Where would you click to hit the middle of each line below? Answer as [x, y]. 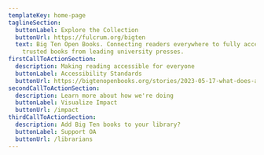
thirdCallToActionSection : [52, 117]
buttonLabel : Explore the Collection [77, 30]
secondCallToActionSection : [54, 88]
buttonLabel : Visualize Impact [66, 103]
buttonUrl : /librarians [54, 139]
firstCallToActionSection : [52, 59]
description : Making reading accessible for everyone [105, 67]
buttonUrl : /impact [47, 110]
